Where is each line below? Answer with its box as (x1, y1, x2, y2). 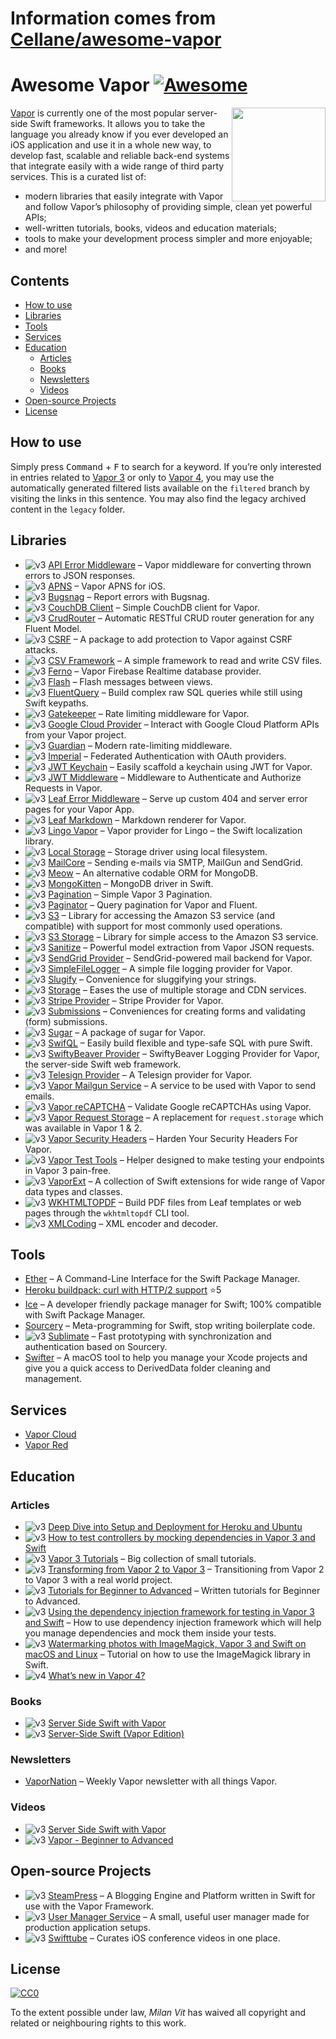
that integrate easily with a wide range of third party (10, 160, 225, 172)
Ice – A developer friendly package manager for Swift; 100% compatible (24, 1298, 322, 1311)
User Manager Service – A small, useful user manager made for (48, 1910, 310, 1922)
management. (24, 1373, 83, 1385)
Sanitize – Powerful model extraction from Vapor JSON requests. (48, 941, 315, 953)
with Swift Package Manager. (24, 1309, 146, 1321)
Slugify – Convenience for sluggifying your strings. (48, 973, 257, 985)
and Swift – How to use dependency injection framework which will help (24, 1616, 322, 1628)
